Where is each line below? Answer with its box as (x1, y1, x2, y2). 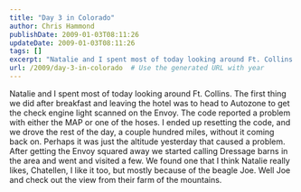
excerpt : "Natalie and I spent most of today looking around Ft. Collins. (9, 55, 297, 64)
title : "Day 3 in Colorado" (9, 13, 116, 23)
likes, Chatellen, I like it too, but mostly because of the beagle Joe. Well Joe (9, 164, 291, 176)
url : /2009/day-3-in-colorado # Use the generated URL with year (9, 64, 265, 73)
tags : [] (9, 47, 42, 56)
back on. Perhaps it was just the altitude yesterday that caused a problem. (9, 136, 287, 147)
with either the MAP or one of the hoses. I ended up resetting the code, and (9, 116, 291, 127)
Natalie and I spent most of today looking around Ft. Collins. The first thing (9, 87, 287, 99)
